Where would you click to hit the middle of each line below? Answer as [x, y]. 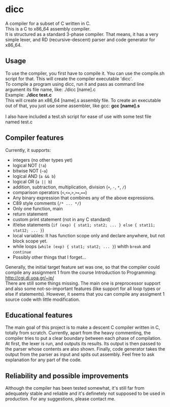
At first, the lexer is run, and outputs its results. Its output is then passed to [83, 343]
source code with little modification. [43, 299]
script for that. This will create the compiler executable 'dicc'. [69, 79]
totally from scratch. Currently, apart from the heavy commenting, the [78, 333]
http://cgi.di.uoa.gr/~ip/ [30, 277]
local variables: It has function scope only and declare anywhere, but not [89, 235]
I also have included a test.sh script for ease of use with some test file [78, 116]
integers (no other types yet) [42, 160]
